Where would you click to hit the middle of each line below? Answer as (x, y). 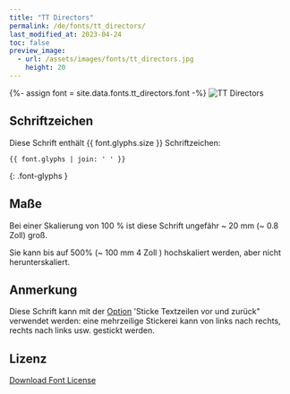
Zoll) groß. (28, 235)
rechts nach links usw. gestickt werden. (82, 330)
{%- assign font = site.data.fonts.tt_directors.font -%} (108, 93)
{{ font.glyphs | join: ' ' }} (68, 159)
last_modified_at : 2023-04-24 (66, 34)
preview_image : (38, 51)
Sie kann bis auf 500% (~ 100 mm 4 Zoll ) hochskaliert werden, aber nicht (145, 253)
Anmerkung (43, 290)
